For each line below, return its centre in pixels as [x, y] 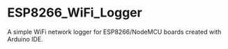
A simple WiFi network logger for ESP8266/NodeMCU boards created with [114, 32]
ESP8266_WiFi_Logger [75, 13]
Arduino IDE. [25, 39]
